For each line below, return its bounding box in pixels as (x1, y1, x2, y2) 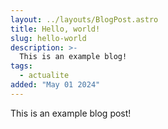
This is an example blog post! (10, 107, 132, 119)
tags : (10, 61, 33, 71)
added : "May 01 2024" (10, 80, 101, 90)
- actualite (19, 71, 70, 81)
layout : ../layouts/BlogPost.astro (10, 14, 159, 25)
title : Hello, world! (10, 24, 101, 34)
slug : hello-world (10, 33, 87, 43)
